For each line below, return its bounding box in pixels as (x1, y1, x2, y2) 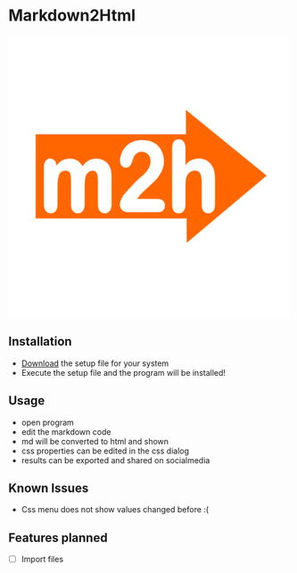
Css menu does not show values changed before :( (21, 504, 210, 515)
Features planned (8, 530, 108, 545)
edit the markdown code (21, 426, 111, 437)
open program (21, 417, 75, 428)
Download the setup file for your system (21, 358, 169, 369)
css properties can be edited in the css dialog (21, 445, 189, 456)
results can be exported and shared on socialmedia (21, 454, 210, 465)
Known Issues (8, 480, 89, 495)
